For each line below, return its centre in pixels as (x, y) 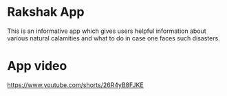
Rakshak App (46, 12)
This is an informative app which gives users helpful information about (107, 31)
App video (37, 66)
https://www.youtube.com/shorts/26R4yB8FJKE (76, 85)
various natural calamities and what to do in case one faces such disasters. (113, 38)
